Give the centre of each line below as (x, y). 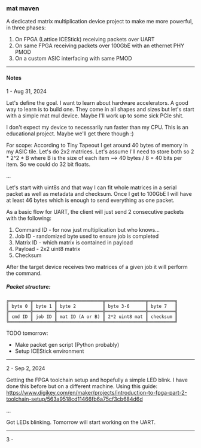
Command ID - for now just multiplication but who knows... (87, 229)
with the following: (29, 218)
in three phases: (26, 28)
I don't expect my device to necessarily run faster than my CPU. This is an (97, 127)
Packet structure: (28, 287)
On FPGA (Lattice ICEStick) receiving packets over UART (85, 40)
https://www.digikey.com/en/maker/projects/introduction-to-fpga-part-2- (97, 393)
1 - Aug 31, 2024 (26, 91)
